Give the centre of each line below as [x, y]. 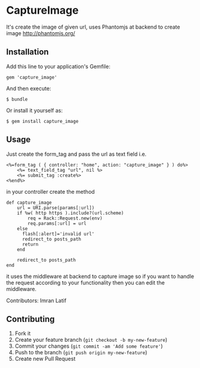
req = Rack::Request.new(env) [65, 218]
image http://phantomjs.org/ [41, 33]
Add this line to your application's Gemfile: [58, 66]
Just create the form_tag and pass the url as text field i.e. [76, 154]
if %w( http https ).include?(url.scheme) [70, 213]
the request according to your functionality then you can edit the [86, 282]
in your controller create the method [50, 191]
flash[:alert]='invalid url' [58, 234]
